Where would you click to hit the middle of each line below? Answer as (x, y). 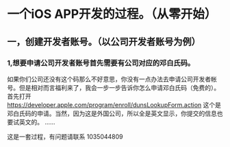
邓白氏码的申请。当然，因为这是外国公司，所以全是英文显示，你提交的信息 (112, 113)
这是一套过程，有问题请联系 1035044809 (65, 136)
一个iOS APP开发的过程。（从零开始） (112, 14)
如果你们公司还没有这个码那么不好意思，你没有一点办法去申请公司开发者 (109, 79)
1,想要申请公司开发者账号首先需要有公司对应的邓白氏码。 (101, 63)
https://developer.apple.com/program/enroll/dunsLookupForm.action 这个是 (114, 104)
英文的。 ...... (37, 122)
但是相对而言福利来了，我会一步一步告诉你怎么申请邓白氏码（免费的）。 (119, 87)
